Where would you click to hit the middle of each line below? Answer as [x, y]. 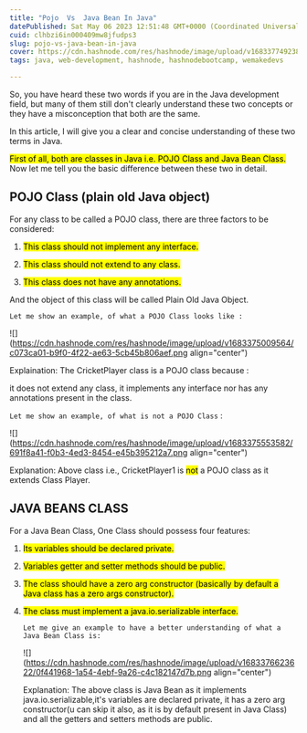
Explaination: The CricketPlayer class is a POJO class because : [129, 370]
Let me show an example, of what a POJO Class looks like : [127, 316]
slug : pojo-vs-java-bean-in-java [73, 43]
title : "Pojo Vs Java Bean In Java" [83, 18]
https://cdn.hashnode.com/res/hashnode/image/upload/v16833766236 [160, 662]
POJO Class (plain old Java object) [110, 197]
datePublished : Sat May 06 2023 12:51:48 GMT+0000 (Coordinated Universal [155, 26]
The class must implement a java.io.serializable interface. [131, 611]
